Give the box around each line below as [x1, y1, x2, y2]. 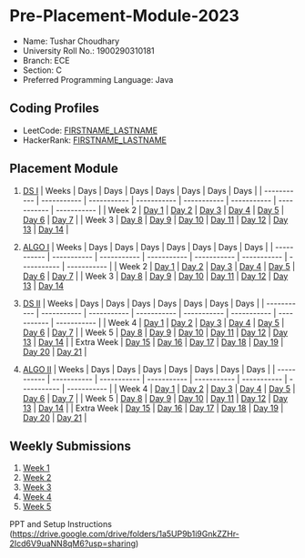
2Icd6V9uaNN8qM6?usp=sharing [9, 538, 137, 549]
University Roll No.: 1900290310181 [22, 45, 155, 56]
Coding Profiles [9, 101, 100, 117]
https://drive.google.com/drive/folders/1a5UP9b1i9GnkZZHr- [12, 529, 239, 540]
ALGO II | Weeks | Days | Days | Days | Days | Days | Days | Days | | [22, 363, 276, 374]
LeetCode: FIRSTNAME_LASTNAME [22, 125, 158, 136]
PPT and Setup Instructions [9, 519, 112, 530]
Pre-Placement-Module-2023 [9, 5, 239, 26]
